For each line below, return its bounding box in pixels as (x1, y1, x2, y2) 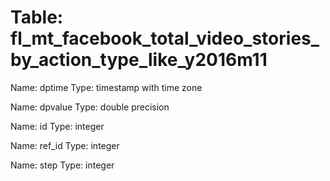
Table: (10, 6, 64, 29)
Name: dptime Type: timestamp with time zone (10, 81, 203, 93)
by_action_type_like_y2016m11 (10, 49, 268, 71)
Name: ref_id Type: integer (10, 139, 120, 151)
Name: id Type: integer (10, 120, 105, 132)
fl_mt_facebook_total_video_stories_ (10, 27, 320, 50)
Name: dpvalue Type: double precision (10, 101, 170, 113)
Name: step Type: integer (10, 159, 115, 171)
